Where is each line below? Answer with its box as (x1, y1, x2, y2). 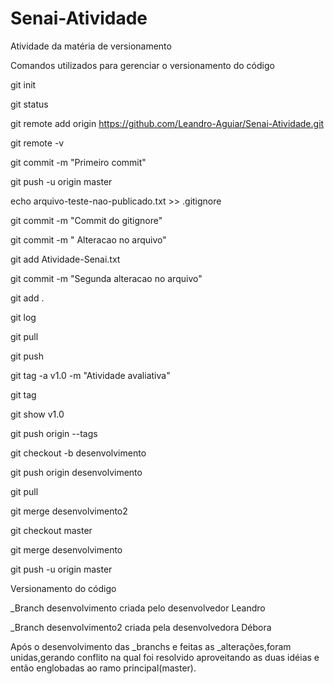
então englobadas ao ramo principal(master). (10, 662, 197, 674)
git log (10, 311, 37, 323)
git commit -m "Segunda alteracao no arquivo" (10, 272, 203, 284)
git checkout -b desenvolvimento (10, 447, 147, 459)
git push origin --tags (10, 427, 98, 439)
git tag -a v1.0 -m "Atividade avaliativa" (10, 369, 171, 381)
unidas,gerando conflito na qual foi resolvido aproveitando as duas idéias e (10, 651, 320, 663)
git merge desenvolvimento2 (10, 505, 128, 517)
